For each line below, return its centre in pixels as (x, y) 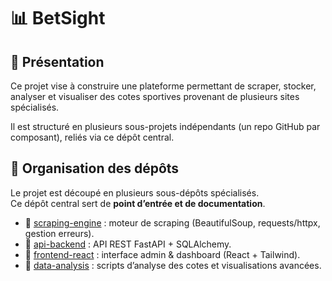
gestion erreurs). (59, 233)
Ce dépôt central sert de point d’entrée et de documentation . (138, 203)
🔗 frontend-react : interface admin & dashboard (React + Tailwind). (162, 254)
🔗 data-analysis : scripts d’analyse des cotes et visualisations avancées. (173, 265)
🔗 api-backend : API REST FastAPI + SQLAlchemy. (128, 244)
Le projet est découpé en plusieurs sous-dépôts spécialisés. (135, 192)
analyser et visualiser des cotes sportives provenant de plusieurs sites (155, 96)
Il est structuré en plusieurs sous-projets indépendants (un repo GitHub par (165, 126)
